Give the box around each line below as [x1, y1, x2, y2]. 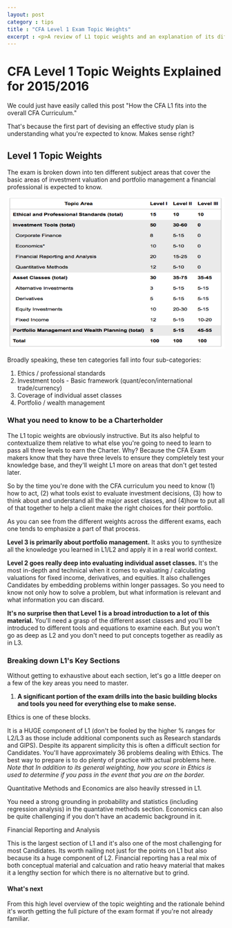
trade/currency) [17, 383, 63, 392]
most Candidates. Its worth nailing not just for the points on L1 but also [7, 846, 207, 855]
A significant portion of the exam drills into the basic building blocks [17, 692, 217, 701]
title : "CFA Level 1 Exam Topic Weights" [7, 26, 131, 33]
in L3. [7, 638, 23, 647]
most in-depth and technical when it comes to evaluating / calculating [7, 566, 206, 575]
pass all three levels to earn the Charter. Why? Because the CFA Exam [7, 446, 206, 454]
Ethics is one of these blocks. [7, 713, 91, 721]
